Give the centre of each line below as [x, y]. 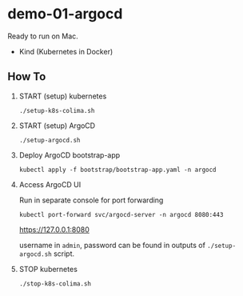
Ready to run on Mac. [43, 36]
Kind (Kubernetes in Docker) [66, 51]
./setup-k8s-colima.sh [57, 110]
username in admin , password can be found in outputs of [112, 245]
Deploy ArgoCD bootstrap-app [70, 155]
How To [27, 77]
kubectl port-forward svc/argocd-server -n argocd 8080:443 [121, 214]
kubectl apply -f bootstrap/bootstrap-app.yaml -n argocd [118, 170]
